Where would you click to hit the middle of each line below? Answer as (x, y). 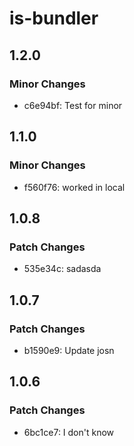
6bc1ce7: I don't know (69, 432)
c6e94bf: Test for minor (73, 105)
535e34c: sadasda (62, 269)
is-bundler (54, 18)
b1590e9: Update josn (69, 350)
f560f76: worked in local (74, 187)
